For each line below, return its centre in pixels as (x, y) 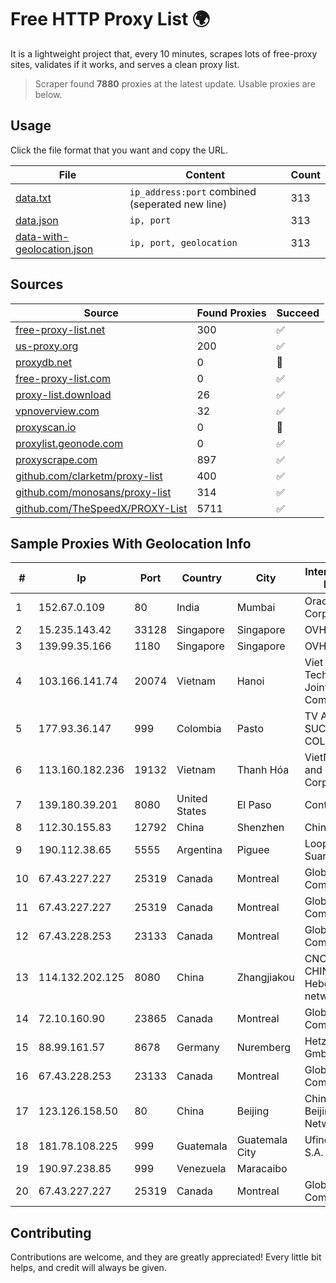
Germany (198, 1048)
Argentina (199, 850)
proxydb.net (44, 362)
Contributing (51, 1232)
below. (48, 94)
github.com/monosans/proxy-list (93, 492)
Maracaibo (262, 1169)
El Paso (254, 805)
